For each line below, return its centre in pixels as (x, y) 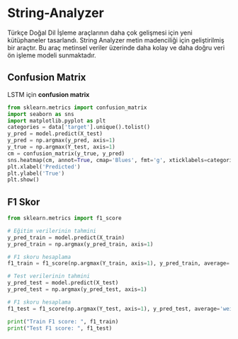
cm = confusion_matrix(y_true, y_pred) (66, 154)
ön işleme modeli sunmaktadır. (52, 55)
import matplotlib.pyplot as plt (57, 121)
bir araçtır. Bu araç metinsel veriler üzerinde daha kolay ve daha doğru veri (116, 47)
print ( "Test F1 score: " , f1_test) (60, 328)
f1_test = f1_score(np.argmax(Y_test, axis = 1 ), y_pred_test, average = (114, 309)
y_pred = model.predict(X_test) (55, 134)
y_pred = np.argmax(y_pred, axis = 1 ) (61, 140)
